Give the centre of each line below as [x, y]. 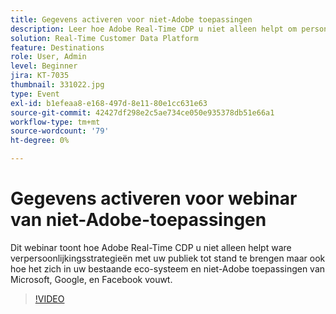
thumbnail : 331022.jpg [57, 85]
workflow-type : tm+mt [55, 122]
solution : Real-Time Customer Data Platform [104, 38]
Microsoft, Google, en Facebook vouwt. [91, 279]
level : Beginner [44, 66]
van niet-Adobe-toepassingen [138, 220]
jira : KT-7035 [40, 76]
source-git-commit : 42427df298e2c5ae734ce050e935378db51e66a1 [142, 112]
